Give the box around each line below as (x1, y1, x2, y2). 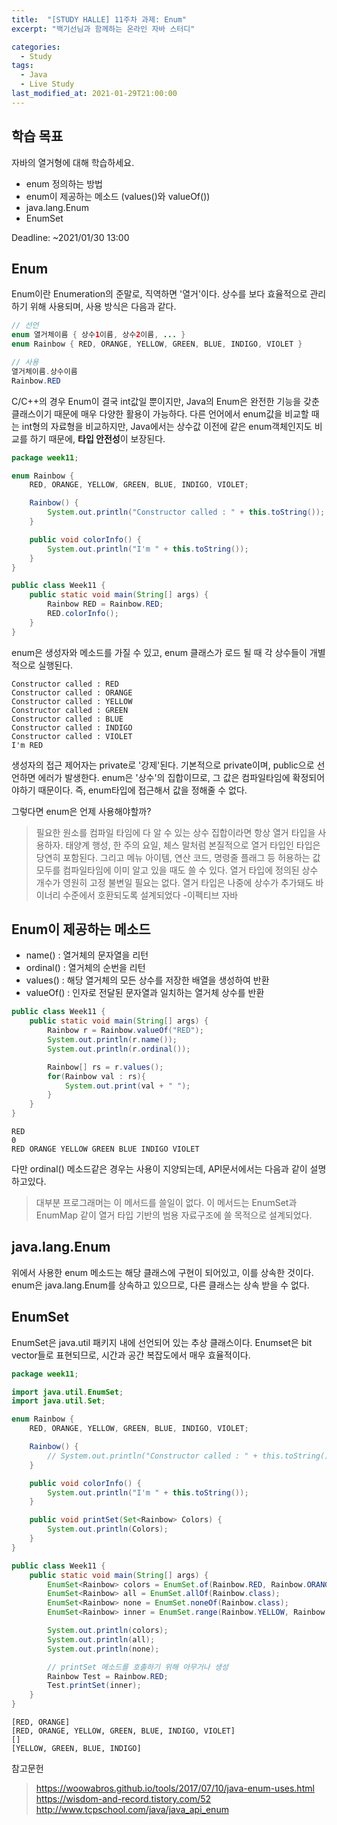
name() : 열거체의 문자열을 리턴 (25, 949, 149, 961)
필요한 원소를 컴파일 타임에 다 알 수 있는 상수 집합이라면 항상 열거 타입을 (35, 826, 316, 838)
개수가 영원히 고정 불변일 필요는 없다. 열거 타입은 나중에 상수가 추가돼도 (35, 876, 314, 888)
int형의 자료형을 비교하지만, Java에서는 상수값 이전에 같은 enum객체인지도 (21, 420, 313, 432)
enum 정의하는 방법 (25, 177, 103, 190)
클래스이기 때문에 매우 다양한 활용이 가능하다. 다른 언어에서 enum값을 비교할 (11, 407, 309, 420)
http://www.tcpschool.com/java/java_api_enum (35, 1804, 229, 1816)
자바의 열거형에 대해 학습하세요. (11, 156, 135, 168)
